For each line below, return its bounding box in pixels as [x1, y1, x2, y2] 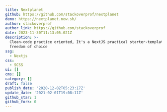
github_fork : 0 [5, 100, 37, 105]
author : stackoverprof [5, 21, 52, 26]
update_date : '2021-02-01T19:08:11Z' [5, 90, 83, 95]
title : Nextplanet [5, 7, 43, 12]
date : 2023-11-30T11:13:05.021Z [5, 30, 72, 35]
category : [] [5, 76, 32, 81]
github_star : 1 [5, 95, 37, 100]
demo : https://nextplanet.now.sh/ [5, 16, 77, 21]
